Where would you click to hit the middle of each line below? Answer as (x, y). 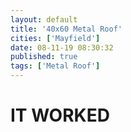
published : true (44, 57)
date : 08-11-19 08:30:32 (62, 47)
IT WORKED (60, 115)
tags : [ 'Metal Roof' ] (55, 66)
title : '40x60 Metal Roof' (66, 29)
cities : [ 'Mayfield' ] (55, 38)
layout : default (44, 19)
